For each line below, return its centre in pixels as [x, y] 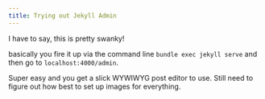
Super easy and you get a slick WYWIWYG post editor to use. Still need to [131, 77]
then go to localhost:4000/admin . [64, 62]
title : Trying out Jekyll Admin [62, 16]
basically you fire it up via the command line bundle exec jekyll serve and [133, 53]
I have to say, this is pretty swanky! [66, 38]
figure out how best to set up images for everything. [95, 86]
